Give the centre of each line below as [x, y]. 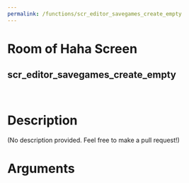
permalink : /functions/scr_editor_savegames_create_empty [94, 14]
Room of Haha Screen [73, 48]
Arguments [41, 169]
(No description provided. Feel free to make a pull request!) [94, 140]
